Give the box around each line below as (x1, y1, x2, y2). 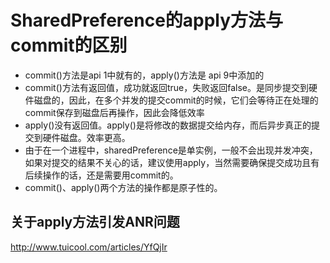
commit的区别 (10, 34, 128, 57)
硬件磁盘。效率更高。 (42, 131, 131, 143)
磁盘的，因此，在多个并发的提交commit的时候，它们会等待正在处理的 (33, 94, 319, 106)
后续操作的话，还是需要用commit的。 (24, 169, 179, 181)
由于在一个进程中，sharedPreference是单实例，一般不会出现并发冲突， (24, 144, 318, 156)
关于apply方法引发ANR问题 (10, 214, 180, 231)
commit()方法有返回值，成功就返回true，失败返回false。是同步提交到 (24, 81, 309, 93)
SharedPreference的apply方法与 (10, 9, 284, 32)
